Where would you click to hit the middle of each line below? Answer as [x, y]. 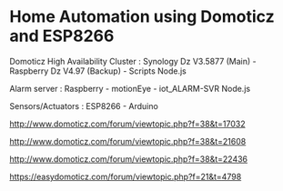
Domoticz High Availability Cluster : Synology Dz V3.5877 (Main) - [133, 61]
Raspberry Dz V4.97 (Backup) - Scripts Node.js [98, 71]
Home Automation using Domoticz [142, 17]
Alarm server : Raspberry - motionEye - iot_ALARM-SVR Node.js [130, 88]
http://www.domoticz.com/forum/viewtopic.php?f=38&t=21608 [128, 141]
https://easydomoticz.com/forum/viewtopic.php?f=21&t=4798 [126, 176]
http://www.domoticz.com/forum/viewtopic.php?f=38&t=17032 [127, 124]
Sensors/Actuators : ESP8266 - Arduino [84, 106]
